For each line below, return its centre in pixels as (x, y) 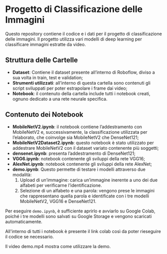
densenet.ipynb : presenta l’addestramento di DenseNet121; (74, 153)
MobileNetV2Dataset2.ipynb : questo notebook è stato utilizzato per (83, 143)
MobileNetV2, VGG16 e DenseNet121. (58, 201)
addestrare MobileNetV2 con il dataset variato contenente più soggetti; (85, 148)
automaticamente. (24, 221)
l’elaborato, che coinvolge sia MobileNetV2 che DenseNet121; (75, 137)
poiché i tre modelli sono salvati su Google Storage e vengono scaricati (78, 216)
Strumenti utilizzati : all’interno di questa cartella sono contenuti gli (81, 83)
